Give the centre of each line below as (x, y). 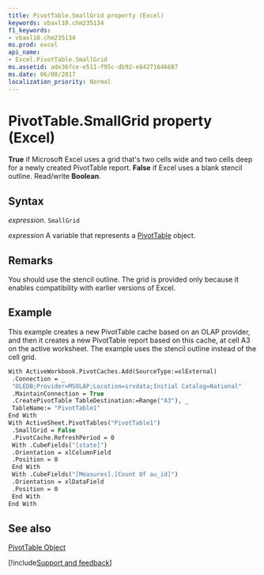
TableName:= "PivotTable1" (56, 408)
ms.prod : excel (33, 45)
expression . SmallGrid (44, 220)
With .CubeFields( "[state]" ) (60, 445)
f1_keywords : (30, 30)
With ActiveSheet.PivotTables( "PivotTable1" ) (84, 423)
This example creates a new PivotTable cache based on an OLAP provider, (129, 331)
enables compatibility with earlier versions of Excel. (92, 288)
